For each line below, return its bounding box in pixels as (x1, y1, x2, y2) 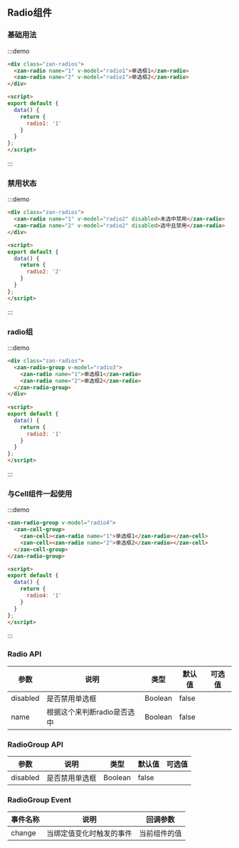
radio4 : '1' (26, 592, 62, 600)
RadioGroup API (7, 740, 64, 749)
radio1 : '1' (26, 120, 62, 127)
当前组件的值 (139, 829, 183, 839)
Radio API (7, 649, 42, 659)
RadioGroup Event (7, 794, 72, 804)
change (11, 828, 37, 838)
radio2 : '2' (26, 268, 62, 276)
